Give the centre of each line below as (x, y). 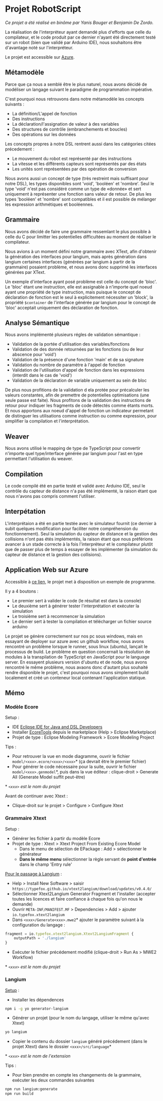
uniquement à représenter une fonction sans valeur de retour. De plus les (78, 194)
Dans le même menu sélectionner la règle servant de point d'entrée (88, 859)
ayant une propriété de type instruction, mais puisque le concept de (73, 292)
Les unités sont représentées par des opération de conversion (74, 169)
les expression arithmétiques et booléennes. (49, 204)
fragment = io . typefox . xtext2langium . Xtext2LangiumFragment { (69, 934)
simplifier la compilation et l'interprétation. (47, 421)
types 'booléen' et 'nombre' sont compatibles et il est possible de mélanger (81, 199)
